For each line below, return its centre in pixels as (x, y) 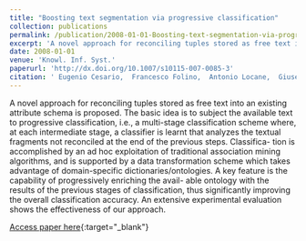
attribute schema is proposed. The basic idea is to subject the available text (151, 112)
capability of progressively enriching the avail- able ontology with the (139, 180)
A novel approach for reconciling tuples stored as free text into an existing (148, 103)
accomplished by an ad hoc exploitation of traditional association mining (145, 151)
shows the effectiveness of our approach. (88, 209)
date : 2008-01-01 (42, 52)
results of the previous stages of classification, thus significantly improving (150, 190)
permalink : (30, 35)
